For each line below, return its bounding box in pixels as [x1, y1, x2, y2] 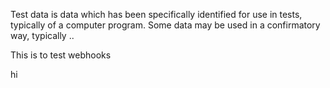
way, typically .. [10, 30, 75, 41]
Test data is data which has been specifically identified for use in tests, [10, 9, 303, 20]
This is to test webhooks [10, 49, 112, 61]
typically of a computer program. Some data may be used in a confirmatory [10, 19, 321, 31]
